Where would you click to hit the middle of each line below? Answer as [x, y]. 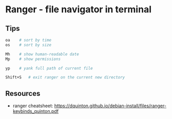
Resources [23, 93]
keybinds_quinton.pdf [36, 111]
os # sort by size [28, 45]
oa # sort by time [28, 40]
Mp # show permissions [33, 59]
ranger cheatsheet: [33, 106]
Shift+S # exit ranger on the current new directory [65, 77]
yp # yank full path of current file [49, 68]
